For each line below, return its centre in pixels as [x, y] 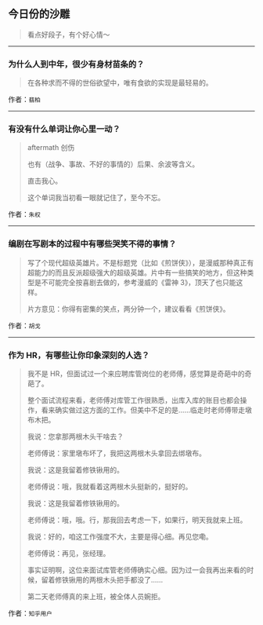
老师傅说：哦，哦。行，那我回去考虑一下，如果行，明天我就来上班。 [137, 520]
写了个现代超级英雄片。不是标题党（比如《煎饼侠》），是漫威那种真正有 [141, 262]
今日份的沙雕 [39, 14]
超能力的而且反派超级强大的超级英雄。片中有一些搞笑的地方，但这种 [137, 272]
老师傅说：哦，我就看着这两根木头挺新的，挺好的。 [110, 486]
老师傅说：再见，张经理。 [68, 553]
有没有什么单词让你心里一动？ [65, 130]
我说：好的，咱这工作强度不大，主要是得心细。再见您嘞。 [120, 537]
